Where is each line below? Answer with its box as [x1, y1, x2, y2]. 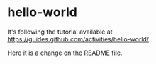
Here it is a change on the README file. [7, 49, 123, 57]
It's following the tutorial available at [7, 27, 113, 36]
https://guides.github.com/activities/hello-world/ [7, 34, 150, 43]
